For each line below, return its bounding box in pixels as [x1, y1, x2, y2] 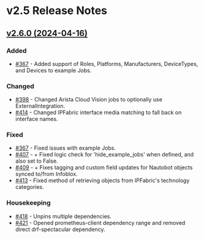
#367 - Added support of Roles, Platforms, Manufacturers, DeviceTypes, [15, 60, 198, 67]
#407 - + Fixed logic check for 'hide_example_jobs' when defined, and [15, 151, 194, 158]
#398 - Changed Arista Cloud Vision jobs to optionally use [15, 96, 162, 103]
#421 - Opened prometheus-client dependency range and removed [15, 219, 186, 226]
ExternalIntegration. [15, 102, 66, 110]
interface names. [15, 116, 58, 123]
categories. [15, 183, 44, 191]
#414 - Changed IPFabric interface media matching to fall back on [15, 109, 182, 116]
